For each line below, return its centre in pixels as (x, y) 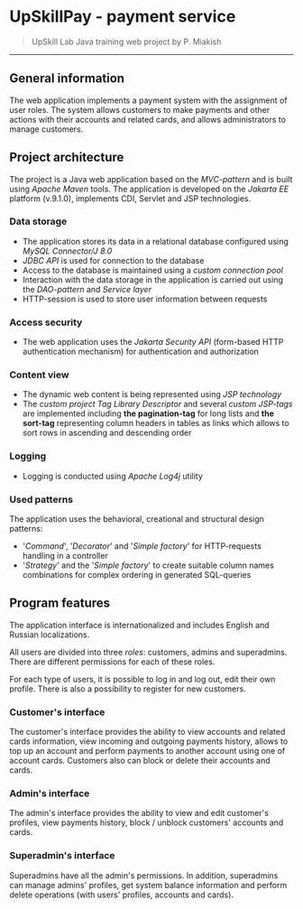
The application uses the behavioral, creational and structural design (137, 519)
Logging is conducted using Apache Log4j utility (112, 476)
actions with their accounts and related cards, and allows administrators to (148, 119)
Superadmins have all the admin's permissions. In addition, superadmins (144, 875)
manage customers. (46, 129)
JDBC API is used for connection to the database (113, 260)
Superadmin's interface (62, 856)
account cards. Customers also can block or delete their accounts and (140, 761)
